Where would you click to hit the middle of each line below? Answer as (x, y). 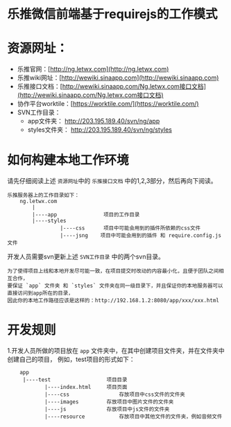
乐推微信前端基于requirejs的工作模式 (112, 14)
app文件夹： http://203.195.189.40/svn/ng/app (94, 121)
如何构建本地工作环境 (68, 160)
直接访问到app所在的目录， (41, 293)
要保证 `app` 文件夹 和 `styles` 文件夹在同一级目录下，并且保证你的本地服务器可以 (115, 286)
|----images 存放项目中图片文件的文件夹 (109, 402)
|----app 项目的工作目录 (86, 215)
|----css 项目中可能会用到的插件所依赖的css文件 (130, 228)
